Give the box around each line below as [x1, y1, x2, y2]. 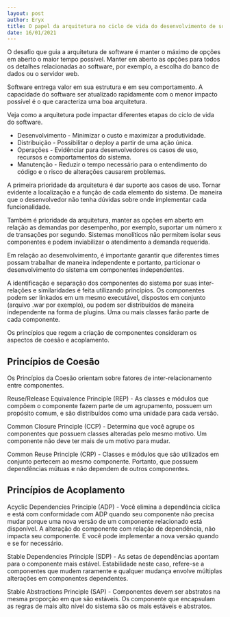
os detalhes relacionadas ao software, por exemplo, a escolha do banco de [7, 62, 219, 71]
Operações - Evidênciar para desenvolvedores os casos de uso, [16, 146, 199, 154]
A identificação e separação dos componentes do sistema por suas [7, 279, 197, 288]
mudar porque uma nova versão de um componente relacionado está [7, 517, 203, 525]
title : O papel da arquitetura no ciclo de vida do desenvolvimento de [7, 23, 216, 29]
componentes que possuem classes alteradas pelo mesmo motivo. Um [7, 429, 207, 438]
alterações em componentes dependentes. [7, 574, 129, 582]
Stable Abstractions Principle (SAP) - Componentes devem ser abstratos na [7, 587, 220, 596]
